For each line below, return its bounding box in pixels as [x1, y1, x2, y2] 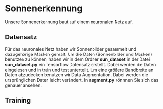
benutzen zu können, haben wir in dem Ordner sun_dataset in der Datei [5, 56, 150, 62]
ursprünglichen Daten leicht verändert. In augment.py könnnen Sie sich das [5, 77, 159, 83]
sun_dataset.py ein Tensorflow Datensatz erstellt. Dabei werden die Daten [5, 61, 156, 67]
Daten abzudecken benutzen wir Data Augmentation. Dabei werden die [5, 72, 148, 78]
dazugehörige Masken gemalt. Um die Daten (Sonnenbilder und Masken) [5, 51, 153, 57]
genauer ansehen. [5, 82, 42, 88]
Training [5, 96, 31, 105]
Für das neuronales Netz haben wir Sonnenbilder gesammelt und [5, 46, 136, 52]
